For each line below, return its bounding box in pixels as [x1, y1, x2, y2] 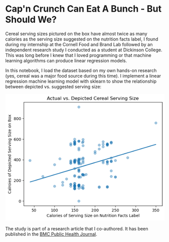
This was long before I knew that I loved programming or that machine [5, 52, 152, 58]
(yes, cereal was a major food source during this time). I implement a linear [5, 73, 161, 79]
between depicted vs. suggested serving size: [5, 83, 102, 89]
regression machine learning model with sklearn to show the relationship [5, 78, 157, 84]
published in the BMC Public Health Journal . [5, 231, 98, 237]
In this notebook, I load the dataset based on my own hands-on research [5, 67, 157, 74]
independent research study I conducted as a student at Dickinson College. [5, 47, 163, 53]
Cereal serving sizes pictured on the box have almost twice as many [5, 30, 148, 37]
